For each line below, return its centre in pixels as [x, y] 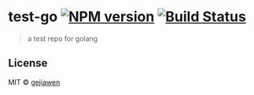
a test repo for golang [63, 38]
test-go [33, 17]
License [28, 63]
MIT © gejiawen [34, 82]
